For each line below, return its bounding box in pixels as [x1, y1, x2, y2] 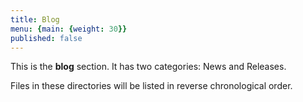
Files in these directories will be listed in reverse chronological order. [10, 80, 293, 92]
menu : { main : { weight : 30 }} [10, 24, 128, 34]
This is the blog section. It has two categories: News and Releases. [10, 61, 287, 73]
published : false [10, 33, 83, 43]
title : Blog [10, 14, 60, 25]
